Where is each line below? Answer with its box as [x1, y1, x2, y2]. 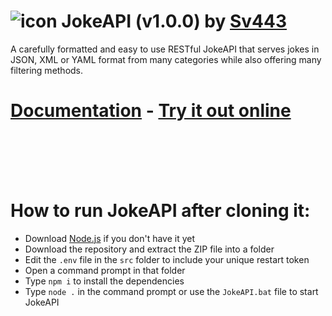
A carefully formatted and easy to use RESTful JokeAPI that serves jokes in [10, 43, 320, 55]
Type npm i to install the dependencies [24, 275, 185, 287]
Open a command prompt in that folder [24, 264, 186, 276]
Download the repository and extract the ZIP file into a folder [24, 243, 275, 255]
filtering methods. [10, 64, 84, 76]
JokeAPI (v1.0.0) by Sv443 [61, 10, 288, 33]
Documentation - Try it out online [10, 100, 292, 122]
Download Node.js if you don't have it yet [24, 232, 196, 244]
